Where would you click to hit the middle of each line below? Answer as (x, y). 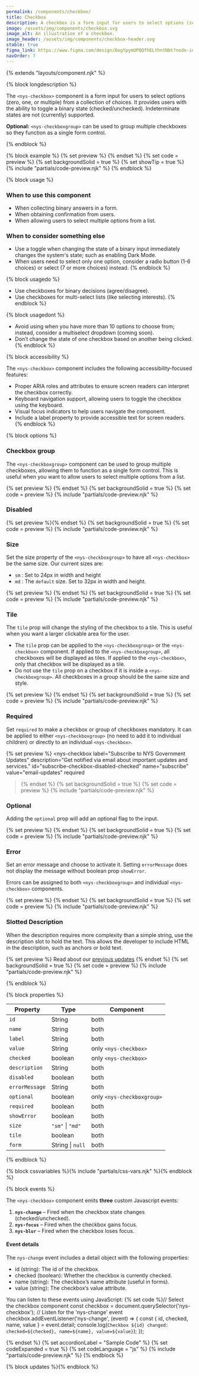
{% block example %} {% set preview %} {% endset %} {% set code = (92, 156)
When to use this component (49, 195)
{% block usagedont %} (36, 315)
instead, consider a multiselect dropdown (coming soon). (84, 333)
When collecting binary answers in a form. (66, 208)
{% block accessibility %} (38, 357)
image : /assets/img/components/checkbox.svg (62, 28)
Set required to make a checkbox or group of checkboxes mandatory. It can (99, 729)
